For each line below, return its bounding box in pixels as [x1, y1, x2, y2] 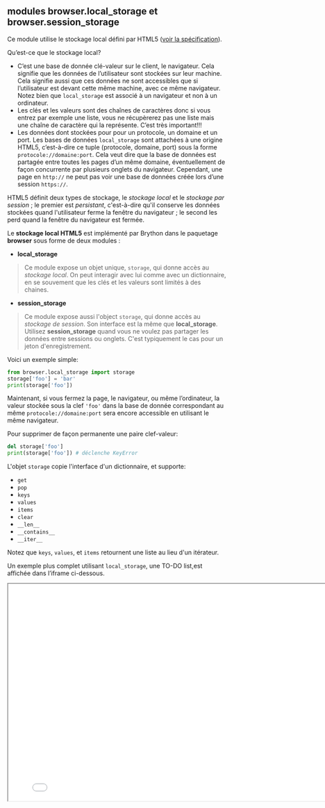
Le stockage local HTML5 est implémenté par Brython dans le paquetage [7, 229, 219, 237]
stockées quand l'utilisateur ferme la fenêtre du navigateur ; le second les [7, 208, 217, 216]
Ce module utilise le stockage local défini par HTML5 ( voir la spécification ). [7, 35, 222, 43]
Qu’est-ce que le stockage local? [7, 48, 101, 56]
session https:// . [17, 180, 68, 188]
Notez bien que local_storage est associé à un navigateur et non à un [17, 91, 217, 99]
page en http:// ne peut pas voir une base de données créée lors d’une [17, 172, 224, 181]
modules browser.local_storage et [7, 6, 158, 17]
